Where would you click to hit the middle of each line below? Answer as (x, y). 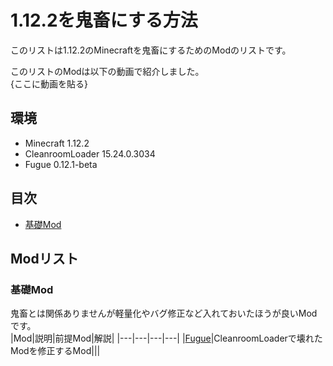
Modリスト (44, 258)
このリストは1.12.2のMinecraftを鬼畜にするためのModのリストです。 (151, 50)
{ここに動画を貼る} (49, 83)
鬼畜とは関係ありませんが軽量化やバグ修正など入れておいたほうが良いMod (164, 313)
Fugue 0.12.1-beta (61, 164)
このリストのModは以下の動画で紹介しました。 (107, 71)
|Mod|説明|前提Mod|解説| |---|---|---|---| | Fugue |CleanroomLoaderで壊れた (166, 338)
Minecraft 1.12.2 (57, 143)
